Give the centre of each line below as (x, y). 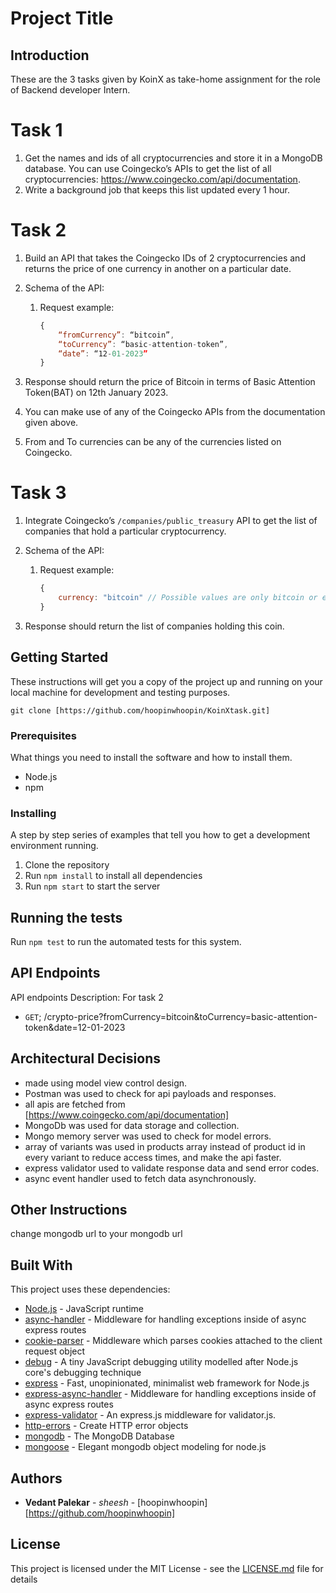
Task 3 (38, 493)
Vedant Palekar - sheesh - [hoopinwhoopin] (116, 1503)
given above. (51, 423)
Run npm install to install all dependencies (113, 876)
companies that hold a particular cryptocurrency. (125, 531)
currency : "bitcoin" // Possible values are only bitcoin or (188, 598)
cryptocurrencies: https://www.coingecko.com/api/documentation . (162, 179)
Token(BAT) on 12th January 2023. (96, 393)
